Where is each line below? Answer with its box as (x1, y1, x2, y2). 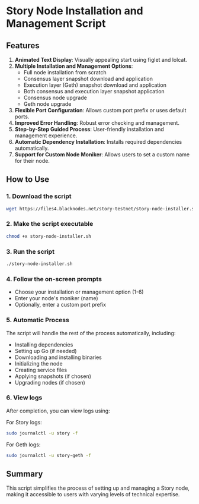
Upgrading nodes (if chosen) (14, 379, 86, 386)
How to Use (6, 174, 50, 185)
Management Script (6, 17, 106, 30)
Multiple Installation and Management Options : (14, 62, 133, 70)
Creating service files (14, 366, 67, 373)
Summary (6, 468, 43, 479)
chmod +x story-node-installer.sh (6, 233, 92, 239)
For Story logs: (6, 418, 43, 426)
